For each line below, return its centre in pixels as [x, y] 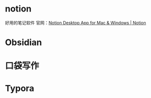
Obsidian [23, 43]
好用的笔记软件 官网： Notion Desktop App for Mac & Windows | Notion [75, 23]
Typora [20, 88]
